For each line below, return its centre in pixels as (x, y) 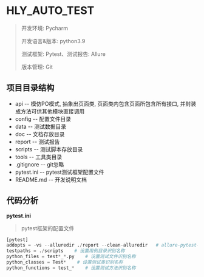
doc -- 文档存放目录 (40, 134)
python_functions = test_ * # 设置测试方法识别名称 (71, 268)
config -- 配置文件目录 (43, 118)
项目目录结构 (30, 88)
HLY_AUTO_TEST (50, 11)
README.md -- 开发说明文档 (51, 179)
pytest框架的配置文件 (48, 228)
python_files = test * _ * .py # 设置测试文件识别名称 (71, 257)
